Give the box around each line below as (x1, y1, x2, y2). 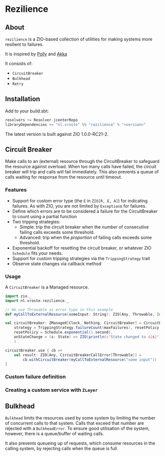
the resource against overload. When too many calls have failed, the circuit (5, 164, 157, 170)
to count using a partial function (12, 213, 77, 219)
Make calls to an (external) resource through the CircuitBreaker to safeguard (5, 158, 160, 164)
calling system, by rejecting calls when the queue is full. (5, 446, 118, 451)
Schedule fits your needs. (12, 250, 63, 256)
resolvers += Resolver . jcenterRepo (5, 117, 78, 122)
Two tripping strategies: (12, 219, 60, 225)
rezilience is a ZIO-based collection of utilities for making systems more (5, 36, 153, 42)
